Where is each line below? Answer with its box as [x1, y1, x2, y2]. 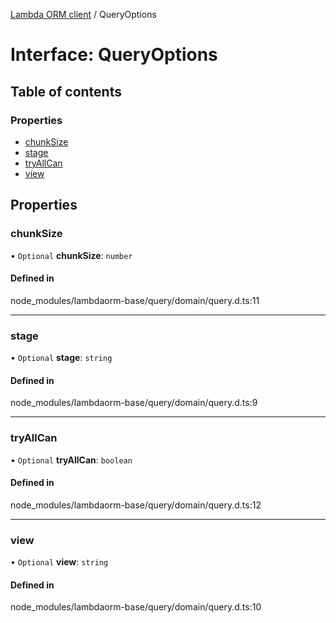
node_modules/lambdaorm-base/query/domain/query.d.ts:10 [10, 601, 262, 613]
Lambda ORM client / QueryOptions [10, 9, 157, 20]
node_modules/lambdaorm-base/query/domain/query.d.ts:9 [10, 397, 258, 409]
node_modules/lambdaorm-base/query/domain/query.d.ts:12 [10, 499, 262, 511]
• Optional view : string [10, 556, 109, 568]
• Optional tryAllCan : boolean [10, 454, 133, 466]
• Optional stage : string [10, 352, 113, 364]
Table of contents [10, 83, 122, 100]
